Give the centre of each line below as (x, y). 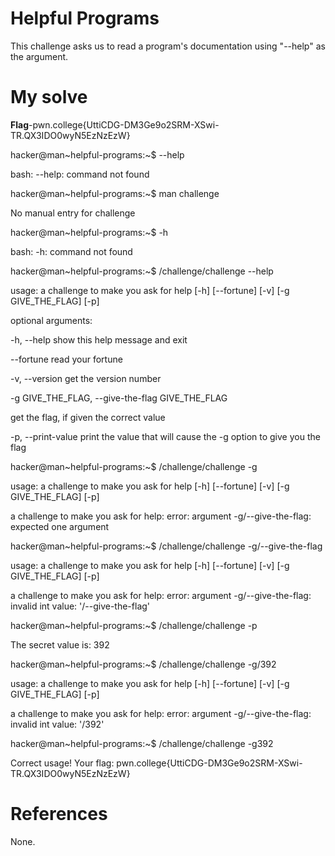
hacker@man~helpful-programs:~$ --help (97, 154)
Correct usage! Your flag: (62, 763)
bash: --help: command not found (80, 174)
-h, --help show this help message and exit (99, 339)
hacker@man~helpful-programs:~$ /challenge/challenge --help (142, 271)
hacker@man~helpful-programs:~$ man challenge (115, 193)
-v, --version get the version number (86, 378)
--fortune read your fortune (66, 359)
